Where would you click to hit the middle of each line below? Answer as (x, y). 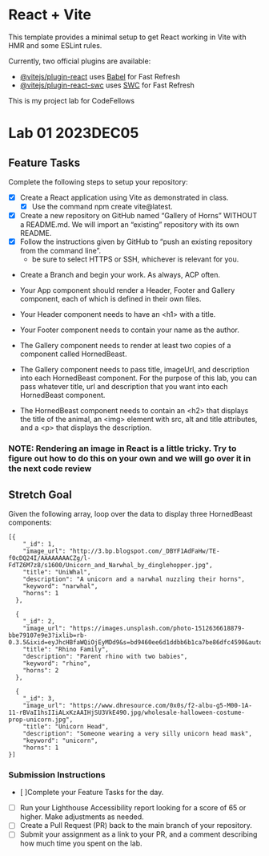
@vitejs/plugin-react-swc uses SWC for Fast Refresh (107, 85)
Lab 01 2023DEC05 (74, 133)
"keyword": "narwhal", (60, 586)
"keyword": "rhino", (57, 663)
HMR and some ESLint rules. (55, 45)
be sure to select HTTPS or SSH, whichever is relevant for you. (135, 259)
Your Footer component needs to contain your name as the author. (130, 330)
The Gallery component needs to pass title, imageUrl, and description (134, 370)
